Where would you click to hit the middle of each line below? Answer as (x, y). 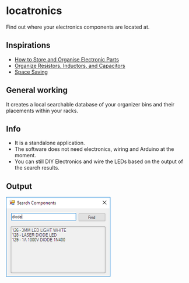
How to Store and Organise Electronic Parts (67, 59)
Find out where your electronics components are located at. (78, 27)
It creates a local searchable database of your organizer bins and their (90, 104)
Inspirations (28, 45)
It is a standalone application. (50, 143)
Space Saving (31, 72)
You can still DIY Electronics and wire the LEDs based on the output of (99, 161)
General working (37, 90)
